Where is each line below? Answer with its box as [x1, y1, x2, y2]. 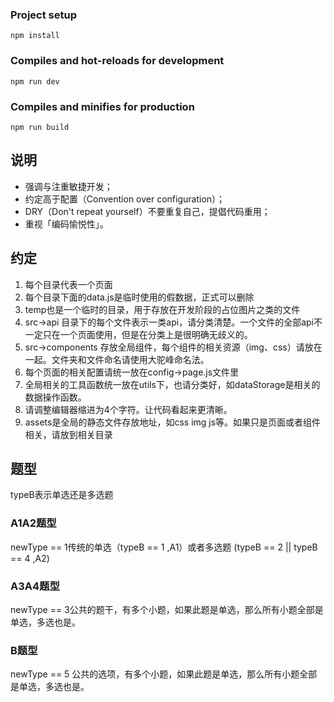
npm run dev [10, 76, 60, 87]
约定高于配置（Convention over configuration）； [24, 193, 226, 205]
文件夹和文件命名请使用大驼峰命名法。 [51, 353, 210, 365]
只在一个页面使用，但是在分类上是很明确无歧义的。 [42, 328, 253, 340]
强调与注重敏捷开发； [24, 180, 113, 192]
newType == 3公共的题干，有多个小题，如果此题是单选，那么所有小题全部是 [10, 603, 324, 615]
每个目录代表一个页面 [24, 278, 113, 290]
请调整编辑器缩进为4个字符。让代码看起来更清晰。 [24, 403, 233, 415]
